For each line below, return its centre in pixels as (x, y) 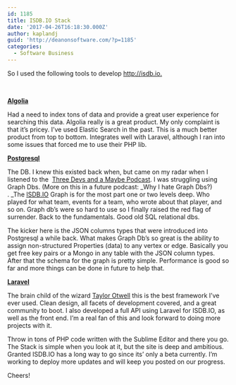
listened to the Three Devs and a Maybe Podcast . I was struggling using (112, 179)
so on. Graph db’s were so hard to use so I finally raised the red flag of (109, 209)
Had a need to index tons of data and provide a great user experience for (113, 114)
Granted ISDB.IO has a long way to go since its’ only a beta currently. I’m (112, 354)
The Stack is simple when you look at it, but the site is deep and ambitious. (116, 346)
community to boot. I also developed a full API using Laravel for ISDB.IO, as (116, 310)
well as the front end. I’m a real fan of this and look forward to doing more (114, 318)
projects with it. (30, 325)
